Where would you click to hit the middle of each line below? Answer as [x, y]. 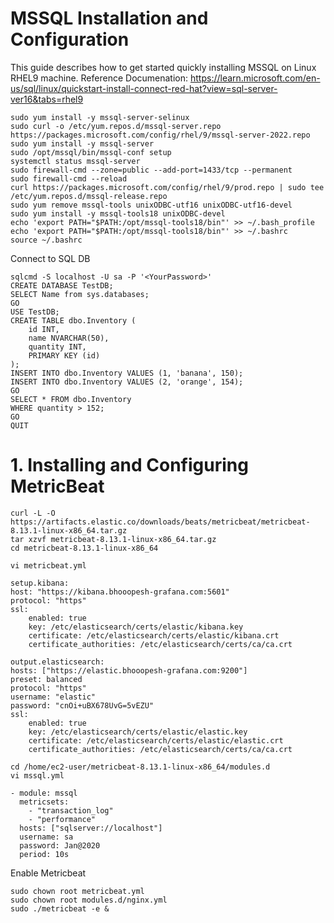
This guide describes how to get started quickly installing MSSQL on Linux [163, 67]
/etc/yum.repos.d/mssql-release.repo [89, 196]
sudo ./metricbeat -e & [60, 908]
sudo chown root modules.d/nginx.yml [89, 900]
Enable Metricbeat [48, 873]
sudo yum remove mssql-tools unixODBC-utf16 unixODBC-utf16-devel [151, 205]
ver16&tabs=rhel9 [47, 99]
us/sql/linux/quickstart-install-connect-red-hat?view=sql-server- [144, 88]
